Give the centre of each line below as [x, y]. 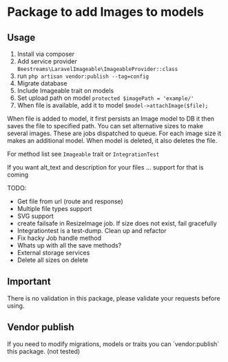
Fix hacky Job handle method [59, 238]
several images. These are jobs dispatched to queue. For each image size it [114, 133]
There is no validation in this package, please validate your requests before [114, 298]
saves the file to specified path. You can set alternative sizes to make [105, 126]
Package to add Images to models [106, 12]
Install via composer [45, 54]
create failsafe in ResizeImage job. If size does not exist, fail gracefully [117, 223]
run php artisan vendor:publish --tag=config [83, 76]
